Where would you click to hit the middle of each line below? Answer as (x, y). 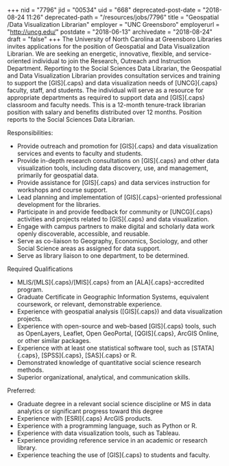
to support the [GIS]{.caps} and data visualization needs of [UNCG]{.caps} (112, 83)
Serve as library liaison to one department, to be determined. (103, 256)
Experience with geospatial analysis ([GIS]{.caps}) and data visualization (120, 311)
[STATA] (203, 348)
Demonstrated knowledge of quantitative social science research (109, 363)
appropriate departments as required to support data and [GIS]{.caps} (106, 98)
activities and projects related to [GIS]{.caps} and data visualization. (113, 219)
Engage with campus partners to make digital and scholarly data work (116, 226)
